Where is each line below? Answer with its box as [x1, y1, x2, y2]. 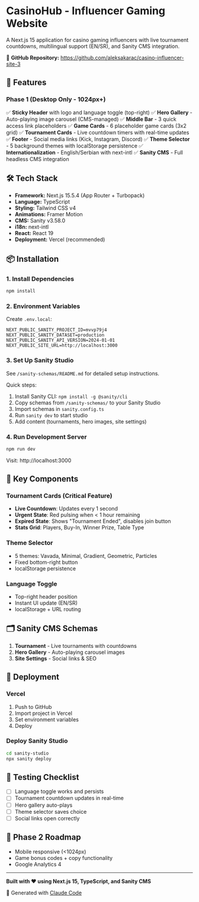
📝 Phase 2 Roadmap [6, 832, 81, 842]
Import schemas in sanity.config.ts [14, 405, 105, 412]
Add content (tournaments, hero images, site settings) [14, 418, 147, 425]
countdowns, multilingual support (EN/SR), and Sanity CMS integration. [6, 43, 180, 50]
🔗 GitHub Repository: [6, 54, 59, 61]
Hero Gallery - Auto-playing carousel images [14, 649, 126, 656]
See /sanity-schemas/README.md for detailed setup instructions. [6, 370, 160, 377]
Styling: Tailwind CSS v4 [14, 204, 76, 211]
